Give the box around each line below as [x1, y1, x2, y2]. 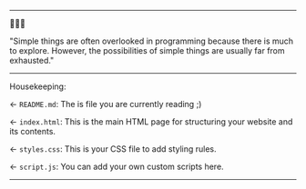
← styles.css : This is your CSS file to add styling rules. [9, 144, 217, 154]
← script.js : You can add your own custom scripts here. [9, 161, 225, 172]
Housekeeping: [9, 81, 66, 92]
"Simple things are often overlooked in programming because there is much [9, 35, 294, 46]
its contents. [9, 126, 56, 136]
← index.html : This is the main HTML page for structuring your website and [9, 116, 293, 127]
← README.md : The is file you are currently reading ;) [9, 99, 202, 109]
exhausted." [9, 55, 55, 65]
